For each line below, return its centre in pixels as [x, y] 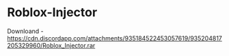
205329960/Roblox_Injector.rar [51, 45]
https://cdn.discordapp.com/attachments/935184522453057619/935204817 [114, 38]
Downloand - [25, 31]
